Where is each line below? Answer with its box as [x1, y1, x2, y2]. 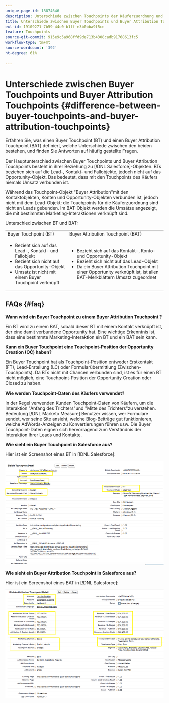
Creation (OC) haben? [5, 349, 52, 355]
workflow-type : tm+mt [5, 40, 51, 45]
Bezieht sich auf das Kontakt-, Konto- [77, 248, 156, 254]
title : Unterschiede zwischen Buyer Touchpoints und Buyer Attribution [5, 19, 158, 24]
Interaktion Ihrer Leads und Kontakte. [5, 432, 82, 438]
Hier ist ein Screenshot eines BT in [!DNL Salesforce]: [5, 451, 116, 457]
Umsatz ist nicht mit [15, 269, 56, 275]
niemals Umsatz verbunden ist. [5, 179, 69, 186]
